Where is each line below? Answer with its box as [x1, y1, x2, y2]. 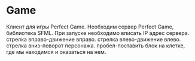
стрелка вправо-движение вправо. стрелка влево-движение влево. [6, 36, 181, 43]
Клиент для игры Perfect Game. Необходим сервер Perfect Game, [6, 23, 174, 30]
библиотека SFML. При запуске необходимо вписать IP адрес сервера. [6, 29, 190, 36]
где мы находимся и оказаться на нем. [6, 48, 106, 55]
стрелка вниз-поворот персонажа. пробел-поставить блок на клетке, [6, 42, 185, 49]
